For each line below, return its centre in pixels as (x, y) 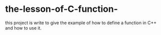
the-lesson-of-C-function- (61, 9)
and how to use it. (24, 28)
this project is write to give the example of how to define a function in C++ (81, 23)
